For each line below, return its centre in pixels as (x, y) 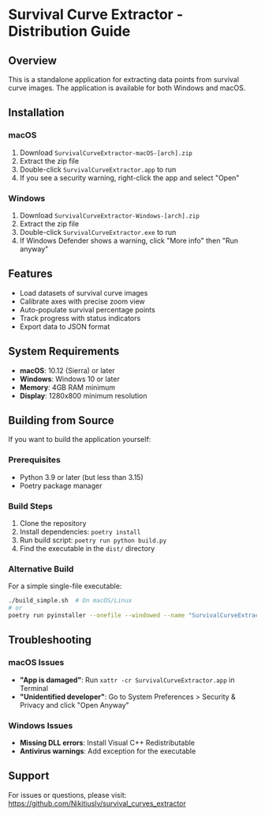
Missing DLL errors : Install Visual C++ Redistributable (107, 742)
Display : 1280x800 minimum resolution (83, 395)
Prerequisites (34, 460)
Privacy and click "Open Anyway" (75, 705)
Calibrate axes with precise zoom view (82, 301)
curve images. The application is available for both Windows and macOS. (127, 88)
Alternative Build (41, 569)
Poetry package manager (61, 485)
